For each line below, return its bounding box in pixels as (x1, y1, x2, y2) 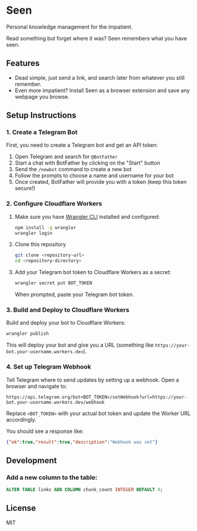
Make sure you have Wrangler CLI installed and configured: (14, 213, 160, 220)
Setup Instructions (6, 111, 77, 121)
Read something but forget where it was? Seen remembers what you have (6, 34, 188, 42)
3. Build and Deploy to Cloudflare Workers (6, 306, 129, 314)
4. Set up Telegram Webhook (6, 363, 91, 371)
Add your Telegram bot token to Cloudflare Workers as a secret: (14, 269, 171, 276)
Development (6, 455, 58, 466)
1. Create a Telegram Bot (6, 128, 78, 137)
